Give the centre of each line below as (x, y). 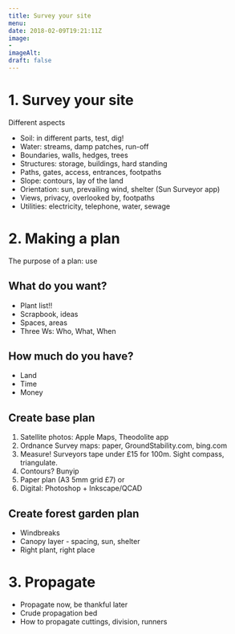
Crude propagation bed (59, 613)
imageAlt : (25, 53)
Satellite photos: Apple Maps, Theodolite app (94, 437)
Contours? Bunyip (49, 471)
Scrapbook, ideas (49, 314)
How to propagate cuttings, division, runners (93, 621)
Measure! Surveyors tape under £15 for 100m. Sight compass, (122, 454)
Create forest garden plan (74, 513)
